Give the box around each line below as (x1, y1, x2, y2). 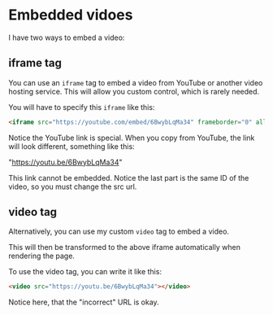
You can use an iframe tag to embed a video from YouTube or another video (8, 77, 263, 87)
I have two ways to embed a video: (8, 33, 125, 42)
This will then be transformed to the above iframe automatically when (8, 243, 241, 252)
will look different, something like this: (8, 141, 136, 151)
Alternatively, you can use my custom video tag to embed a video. (8, 226, 230, 237)
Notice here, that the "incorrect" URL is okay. (8, 297, 160, 307)
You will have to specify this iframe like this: (8, 102, 155, 112)
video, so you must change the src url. (8, 182, 137, 191)
